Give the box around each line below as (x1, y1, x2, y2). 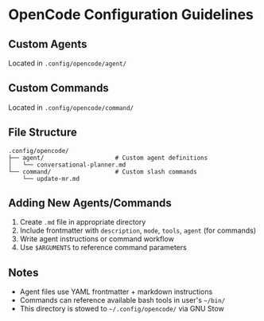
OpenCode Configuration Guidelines (8, 6, 254, 24)
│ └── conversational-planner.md (8, 161, 126, 169)
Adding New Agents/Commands (8, 197, 173, 210)
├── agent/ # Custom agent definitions (8, 154, 208, 162)
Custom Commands (8, 81, 109, 95)
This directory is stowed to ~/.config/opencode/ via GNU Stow (19, 304, 224, 314)
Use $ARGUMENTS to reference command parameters (19, 243, 187, 252)
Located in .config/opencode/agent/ (8, 58, 127, 68)
